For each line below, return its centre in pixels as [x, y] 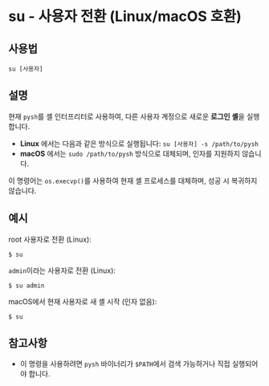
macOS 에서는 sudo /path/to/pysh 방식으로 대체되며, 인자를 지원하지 [130, 153]
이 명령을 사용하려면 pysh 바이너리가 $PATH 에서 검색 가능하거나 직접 [125, 364]
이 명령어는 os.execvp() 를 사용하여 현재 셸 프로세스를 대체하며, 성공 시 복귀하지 [133, 181]
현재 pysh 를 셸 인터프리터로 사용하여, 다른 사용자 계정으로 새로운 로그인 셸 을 [126, 116]
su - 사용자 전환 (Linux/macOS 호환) [125, 16]
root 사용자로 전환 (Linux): [50, 239]
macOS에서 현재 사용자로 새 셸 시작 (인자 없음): [83, 301]
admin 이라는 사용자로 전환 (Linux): [62, 270]
